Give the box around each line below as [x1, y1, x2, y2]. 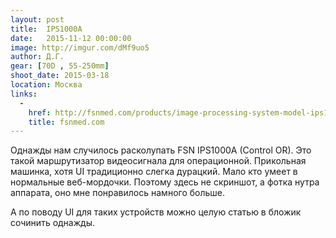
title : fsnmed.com [28, 117, 105, 127]
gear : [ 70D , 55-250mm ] [10, 61, 110, 71]
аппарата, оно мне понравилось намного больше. [10, 187, 226, 199]
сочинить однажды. [10, 217, 95, 229]
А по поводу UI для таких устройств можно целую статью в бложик [10, 206, 302, 218]
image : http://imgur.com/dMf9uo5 [10, 42, 150, 53]
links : [10, 89, 38, 99]
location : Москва [10, 80, 83, 90]
